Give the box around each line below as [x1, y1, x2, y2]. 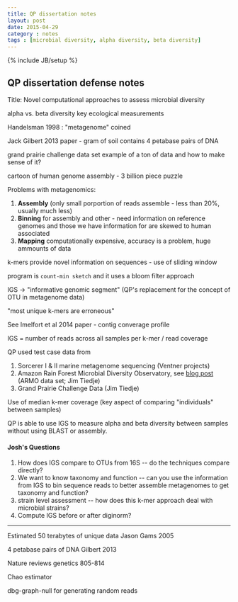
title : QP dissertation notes [7, 10, 97, 18]
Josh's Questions [7, 443, 60, 451]
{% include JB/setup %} [7, 56, 78, 64]
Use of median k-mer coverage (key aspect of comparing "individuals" [7, 397, 214, 406]
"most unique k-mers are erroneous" [7, 306, 115, 315]
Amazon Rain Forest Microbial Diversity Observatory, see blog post [17, 369, 214, 377]
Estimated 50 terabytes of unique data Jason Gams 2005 [7, 532, 174, 540]
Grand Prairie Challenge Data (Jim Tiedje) [17, 384, 140, 392]
